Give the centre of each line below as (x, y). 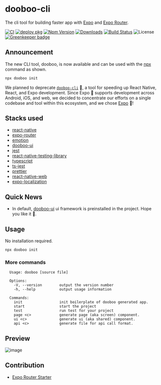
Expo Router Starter (32, 377)
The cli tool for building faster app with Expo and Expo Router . (67, 22)
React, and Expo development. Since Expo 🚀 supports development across (80, 92)
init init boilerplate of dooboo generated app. (81, 302)
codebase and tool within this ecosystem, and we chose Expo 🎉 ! (69, 103)
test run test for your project (64, 311)
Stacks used (24, 119)
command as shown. (26, 69)
